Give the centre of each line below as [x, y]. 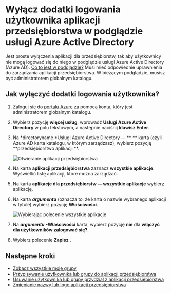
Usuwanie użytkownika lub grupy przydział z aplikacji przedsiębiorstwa [88, 279]
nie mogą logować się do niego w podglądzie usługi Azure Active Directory [85, 62]
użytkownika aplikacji [53, 20]
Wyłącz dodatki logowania [63, 9]
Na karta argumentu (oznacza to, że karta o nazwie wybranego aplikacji [89, 199]
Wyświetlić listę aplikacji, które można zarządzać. [65, 173]
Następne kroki [30, 256]
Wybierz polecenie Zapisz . [42, 240]
